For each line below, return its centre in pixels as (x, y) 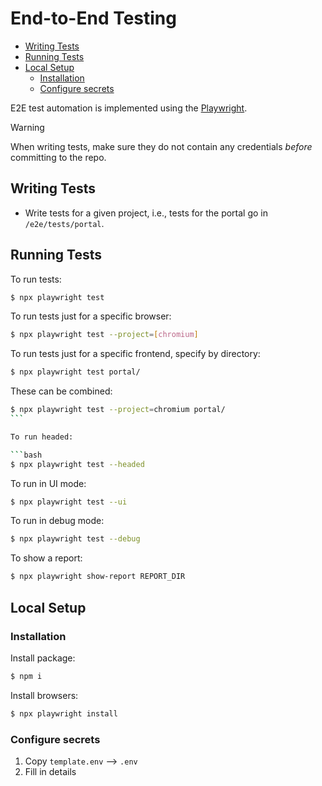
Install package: (43, 658)
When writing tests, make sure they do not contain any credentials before (161, 146)
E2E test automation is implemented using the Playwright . (129, 108)
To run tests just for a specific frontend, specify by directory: (135, 354)
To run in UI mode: (48, 483)
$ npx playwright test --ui (69, 502)
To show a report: (46, 558)
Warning (27, 127)
